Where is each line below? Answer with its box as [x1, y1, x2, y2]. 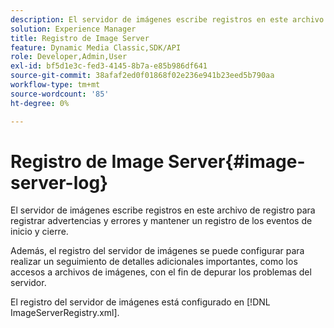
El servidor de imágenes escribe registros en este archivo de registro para [10, 204, 316, 216]
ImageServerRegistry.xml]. [10, 307, 120, 319]
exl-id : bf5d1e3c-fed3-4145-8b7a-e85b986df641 [10, 61, 208, 71]
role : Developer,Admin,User [10, 52, 128, 62]
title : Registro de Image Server [10, 33, 150, 43]
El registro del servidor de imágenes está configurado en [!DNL [10, 296, 271, 308]
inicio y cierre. [10, 226, 69, 238]
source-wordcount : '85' [10, 89, 110, 99]
